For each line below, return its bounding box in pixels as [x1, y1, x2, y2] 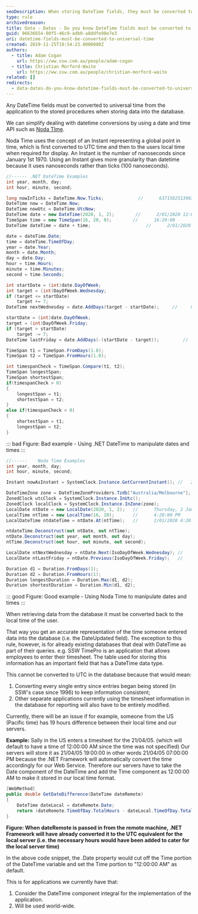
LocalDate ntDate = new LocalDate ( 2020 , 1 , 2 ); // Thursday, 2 [6, 506, 183, 512]
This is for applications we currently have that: [6, 878, 119, 885]
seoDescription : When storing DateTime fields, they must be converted [6, 8, 186, 15]
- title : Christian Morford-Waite [11, 63, 96, 70]
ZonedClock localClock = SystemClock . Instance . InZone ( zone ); [6, 501, 160, 507]
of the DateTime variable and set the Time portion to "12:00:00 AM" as [6, 860, 177, 867]
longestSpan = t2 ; [16, 424, 62, 430]
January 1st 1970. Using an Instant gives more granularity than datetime [6, 156, 180, 163]
